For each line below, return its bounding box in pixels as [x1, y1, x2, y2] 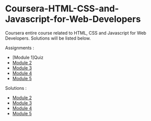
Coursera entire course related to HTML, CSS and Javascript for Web [5, 30, 147, 36]
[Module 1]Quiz [12, 54, 44, 60]
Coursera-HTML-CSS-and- [5, 3, 119, 14]
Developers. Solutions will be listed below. [5, 35, 91, 41]
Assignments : [5, 45, 35, 51]
